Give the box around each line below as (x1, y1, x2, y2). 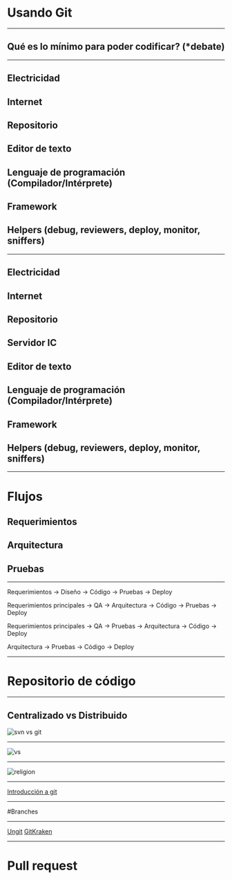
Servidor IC (7, 337, 57, 349)
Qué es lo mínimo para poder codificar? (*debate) (7, 41, 225, 53)
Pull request (7, 858, 78, 874)
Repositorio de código (7, 673, 136, 689)
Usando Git (7, 5, 72, 21)
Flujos (7, 488, 43, 504)
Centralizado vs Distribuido (7, 709, 128, 721)
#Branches (7, 807, 39, 816)
